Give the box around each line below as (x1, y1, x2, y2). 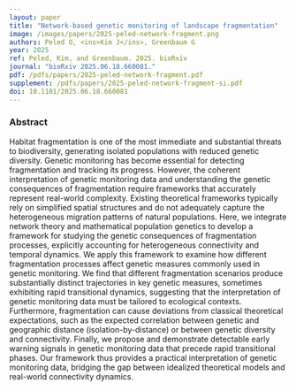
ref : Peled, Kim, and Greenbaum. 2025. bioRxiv (9, 54, 188, 63)
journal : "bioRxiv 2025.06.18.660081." (9, 63, 156, 72)
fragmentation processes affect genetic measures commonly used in (9, 258, 261, 269)
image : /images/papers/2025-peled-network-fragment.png (9, 29, 219, 38)
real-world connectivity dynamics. (9, 371, 134, 381)
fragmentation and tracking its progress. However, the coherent (9, 165, 241, 175)
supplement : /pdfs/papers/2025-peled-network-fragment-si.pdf (9, 79, 243, 88)
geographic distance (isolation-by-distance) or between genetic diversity (9, 324, 276, 334)
